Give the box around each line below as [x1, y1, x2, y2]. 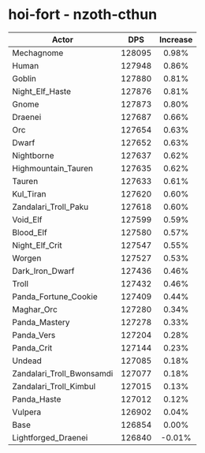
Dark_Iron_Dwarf [12, 265, 75, 276]
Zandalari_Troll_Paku [12, 201, 89, 212]
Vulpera [12, 406, 42, 417]
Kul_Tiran [12, 188, 47, 199]
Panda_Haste [12, 393, 61, 404]
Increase [158, 34, 193, 45]
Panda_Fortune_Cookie [12, 290, 98, 301]
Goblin [12, 73, 37, 84]
